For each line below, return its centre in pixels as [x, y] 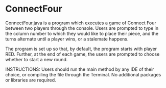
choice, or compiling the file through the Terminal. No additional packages [83, 74]
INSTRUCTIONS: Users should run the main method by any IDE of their [80, 69]
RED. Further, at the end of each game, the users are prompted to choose [82, 54]
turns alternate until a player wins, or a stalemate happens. [67, 39]
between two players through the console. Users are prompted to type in [82, 28]
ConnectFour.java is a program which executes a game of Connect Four [81, 23]
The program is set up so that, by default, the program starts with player [81, 49]
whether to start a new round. [37, 59]
